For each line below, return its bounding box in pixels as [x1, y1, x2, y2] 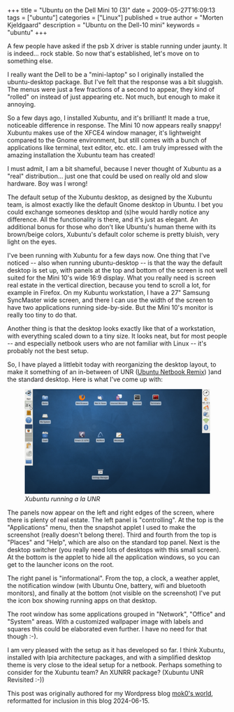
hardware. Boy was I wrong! [7, 179, 88, 188]
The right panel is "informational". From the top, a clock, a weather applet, [7, 574, 220, 582]
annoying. [7, 100, 36, 108]
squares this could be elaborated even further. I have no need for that [7, 624, 207, 633]
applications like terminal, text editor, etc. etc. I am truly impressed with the [7, 144, 224, 151]
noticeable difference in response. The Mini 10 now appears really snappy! [7, 121, 222, 129]
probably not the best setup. [7, 347, 89, 355]
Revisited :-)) [7, 676, 45, 684]
